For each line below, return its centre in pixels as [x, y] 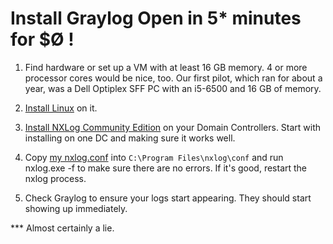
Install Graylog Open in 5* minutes [156, 18]
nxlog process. [55, 178]
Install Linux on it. [61, 108]
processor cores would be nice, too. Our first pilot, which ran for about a [173, 78]
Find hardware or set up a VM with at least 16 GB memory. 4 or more [166, 67]
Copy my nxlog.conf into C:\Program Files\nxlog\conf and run [154, 157]
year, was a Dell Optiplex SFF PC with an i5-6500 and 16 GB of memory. [173, 88]
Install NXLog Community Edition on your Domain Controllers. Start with [173, 127]
